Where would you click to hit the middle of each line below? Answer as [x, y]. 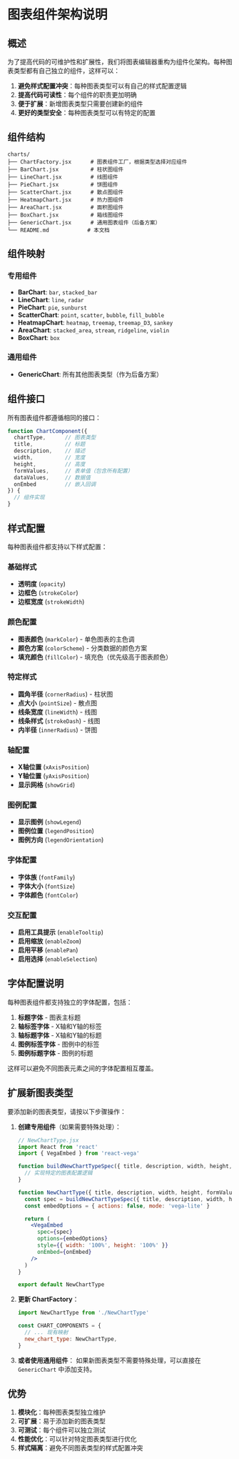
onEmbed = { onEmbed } [64, 1252]
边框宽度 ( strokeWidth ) [51, 602]
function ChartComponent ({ [47, 431]
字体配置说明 [36, 984]
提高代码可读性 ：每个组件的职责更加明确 [77, 95]
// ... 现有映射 [46, 1333]
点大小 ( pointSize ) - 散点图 [57, 703]
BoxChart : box [39, 337]
